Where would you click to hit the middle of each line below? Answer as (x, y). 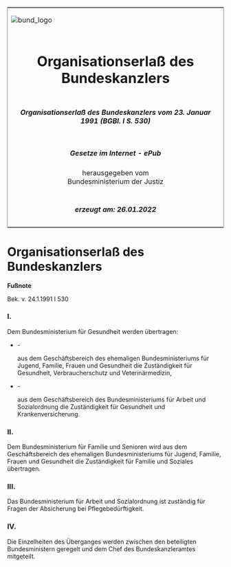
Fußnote (20, 285)
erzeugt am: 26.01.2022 (115, 209)
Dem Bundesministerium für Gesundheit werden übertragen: (93, 331)
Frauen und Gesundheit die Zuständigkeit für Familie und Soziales (100, 462)
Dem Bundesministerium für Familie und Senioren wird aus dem (97, 447)
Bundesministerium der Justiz (115, 181)
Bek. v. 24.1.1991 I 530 (38, 299)
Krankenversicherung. (48, 414)
